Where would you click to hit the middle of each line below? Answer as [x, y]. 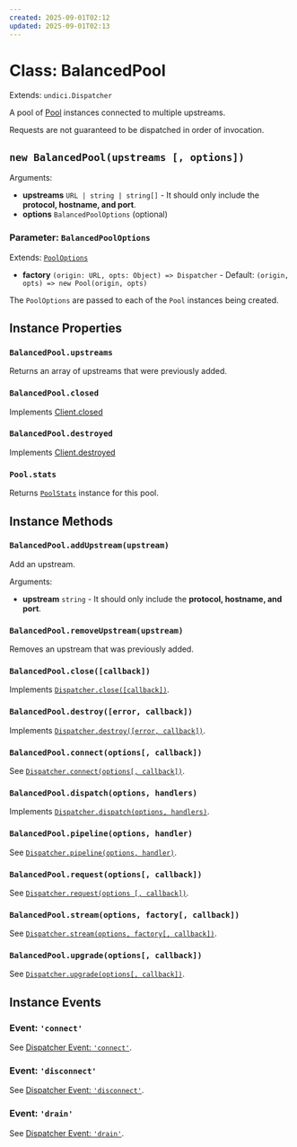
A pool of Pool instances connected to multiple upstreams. [118, 112]
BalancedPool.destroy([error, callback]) [101, 712]
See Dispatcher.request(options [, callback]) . [99, 893]
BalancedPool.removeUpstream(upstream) [96, 631]
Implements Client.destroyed [62, 452]
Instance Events [55, 1002]
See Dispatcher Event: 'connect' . [71, 1047]
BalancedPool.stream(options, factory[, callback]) [125, 915]
